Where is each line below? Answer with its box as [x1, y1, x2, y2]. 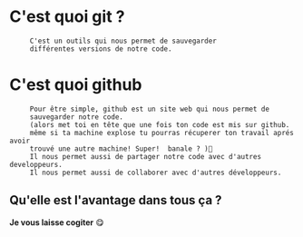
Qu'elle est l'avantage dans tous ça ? [9, 193, 222, 208]
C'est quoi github [9, 74, 142, 95]
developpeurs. [9, 160, 64, 169]
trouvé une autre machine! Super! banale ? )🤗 [29, 143, 213, 153]
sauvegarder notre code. [29, 112, 124, 122]
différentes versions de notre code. [29, 44, 172, 54]
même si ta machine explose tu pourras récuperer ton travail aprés [29, 128, 295, 137]
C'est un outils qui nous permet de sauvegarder [29, 36, 218, 45]
